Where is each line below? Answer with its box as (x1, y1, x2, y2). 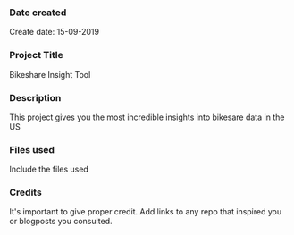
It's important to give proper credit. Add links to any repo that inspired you (9, 206, 282, 217)
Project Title (9, 49, 64, 62)
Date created (9, 6, 67, 19)
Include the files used (9, 164, 89, 175)
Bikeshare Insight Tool (9, 69, 91, 80)
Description (9, 91, 62, 104)
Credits (9, 186, 42, 198)
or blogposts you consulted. (9, 216, 113, 227)
